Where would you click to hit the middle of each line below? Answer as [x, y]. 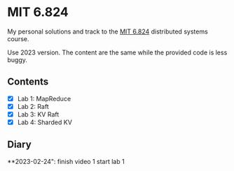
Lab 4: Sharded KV [44, 122]
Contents [28, 82]
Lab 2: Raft [33, 106]
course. [18, 38]
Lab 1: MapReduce [44, 98]
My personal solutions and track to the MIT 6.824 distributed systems [108, 31]
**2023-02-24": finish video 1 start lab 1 [66, 161]
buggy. [18, 59]
